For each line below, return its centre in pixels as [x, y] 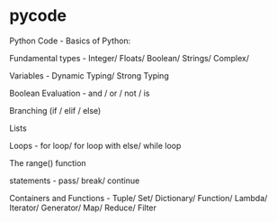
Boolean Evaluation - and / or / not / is [80, 93]
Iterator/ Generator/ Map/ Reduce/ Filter [83, 208]
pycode [38, 16]
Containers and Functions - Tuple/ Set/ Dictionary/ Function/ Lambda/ [138, 198]
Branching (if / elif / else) [55, 110]
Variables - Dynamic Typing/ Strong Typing [89, 75]
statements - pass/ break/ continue [75, 180]
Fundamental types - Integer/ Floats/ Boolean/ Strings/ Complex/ [130, 58]
